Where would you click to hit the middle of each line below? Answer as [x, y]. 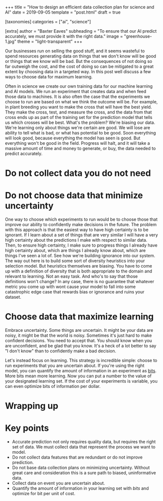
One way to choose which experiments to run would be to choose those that [81, 219]
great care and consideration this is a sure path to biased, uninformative [84, 473]
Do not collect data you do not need [78, 173]
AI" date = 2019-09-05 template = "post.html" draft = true [63, 12]
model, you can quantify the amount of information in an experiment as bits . [81, 371]
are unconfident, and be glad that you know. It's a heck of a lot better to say [81, 346]
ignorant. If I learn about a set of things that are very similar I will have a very [81, 235]
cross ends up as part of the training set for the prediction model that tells [79, 117]
